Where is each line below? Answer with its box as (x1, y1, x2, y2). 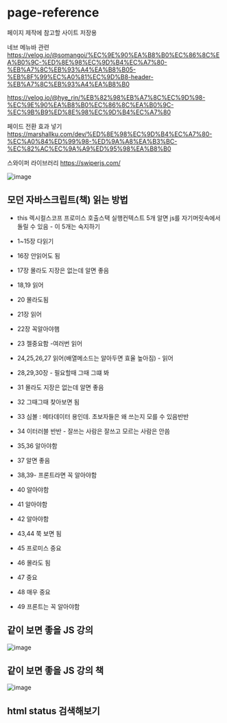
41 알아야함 (16, 500, 48, 508)
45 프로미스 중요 (16, 543, 62, 552)
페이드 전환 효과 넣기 (7, 122, 62, 130)
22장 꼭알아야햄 (16, 325, 60, 333)
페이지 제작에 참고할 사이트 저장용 (7, 28, 97, 36)
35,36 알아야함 (16, 442, 58, 450)
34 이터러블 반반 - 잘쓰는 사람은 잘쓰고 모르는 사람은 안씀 (16, 427, 170, 435)
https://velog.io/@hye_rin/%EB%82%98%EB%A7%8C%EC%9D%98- (7, 93, 206, 101)
